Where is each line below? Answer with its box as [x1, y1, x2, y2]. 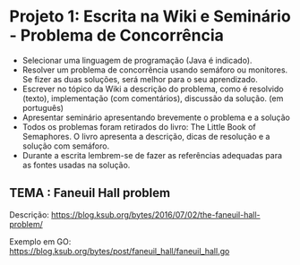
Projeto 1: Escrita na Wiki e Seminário [9, 6, 291, 27]
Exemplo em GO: [9, 235, 72, 247]
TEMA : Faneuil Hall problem [9, 185, 171, 201]
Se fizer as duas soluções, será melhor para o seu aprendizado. [21, 73, 258, 84]
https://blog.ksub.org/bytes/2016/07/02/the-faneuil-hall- [50, 209, 261, 220]
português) [21, 102, 64, 113]
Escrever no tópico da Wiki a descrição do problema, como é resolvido [21, 83, 284, 94]
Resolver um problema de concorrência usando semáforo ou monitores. [21, 64, 288, 75]
